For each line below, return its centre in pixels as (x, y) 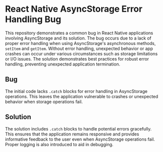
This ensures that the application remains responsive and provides (72, 134)
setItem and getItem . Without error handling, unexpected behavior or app (79, 48)
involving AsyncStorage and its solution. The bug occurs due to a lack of (78, 38)
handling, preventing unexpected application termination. (63, 64)
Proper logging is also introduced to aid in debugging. (59, 144)
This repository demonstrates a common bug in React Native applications (79, 33)
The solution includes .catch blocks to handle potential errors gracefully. (78, 129)
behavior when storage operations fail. (44, 102)
